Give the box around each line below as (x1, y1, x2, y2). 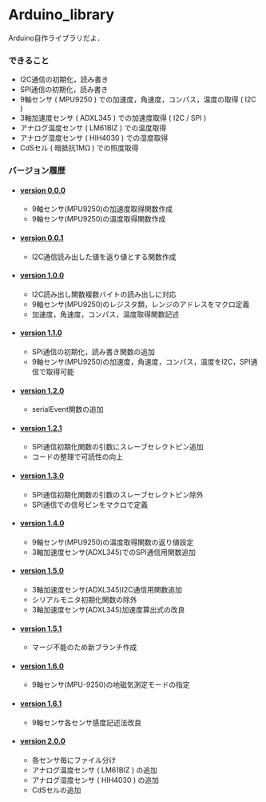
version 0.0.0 (19, 186, 66, 195)
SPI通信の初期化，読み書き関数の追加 (31, 346, 156, 357)
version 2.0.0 (19, 736, 66, 746)
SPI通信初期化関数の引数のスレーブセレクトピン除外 (31, 489, 204, 499)
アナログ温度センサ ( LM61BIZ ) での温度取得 (19, 123, 167, 133)
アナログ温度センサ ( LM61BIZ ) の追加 (31, 765, 157, 775)
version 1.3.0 (19, 470, 65, 481)
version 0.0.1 (19, 233, 64, 242)
